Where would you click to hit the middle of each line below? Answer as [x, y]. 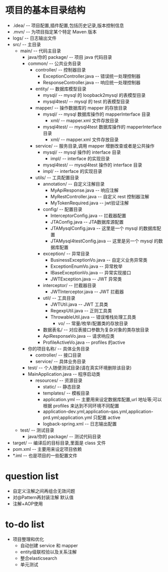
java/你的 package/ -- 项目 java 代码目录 [70, 57]
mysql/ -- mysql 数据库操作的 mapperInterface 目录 [97, 114]
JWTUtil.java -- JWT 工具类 [79, 304]
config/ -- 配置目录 [63, 209]
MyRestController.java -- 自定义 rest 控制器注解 [100, 196]
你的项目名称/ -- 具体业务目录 [59, 348]
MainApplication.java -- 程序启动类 [64, 374]
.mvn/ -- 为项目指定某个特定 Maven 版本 [55, 31]
